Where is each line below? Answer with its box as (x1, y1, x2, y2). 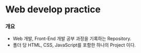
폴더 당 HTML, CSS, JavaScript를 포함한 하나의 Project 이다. (12, 42, 136, 48)
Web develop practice (5, 4, 101, 15)
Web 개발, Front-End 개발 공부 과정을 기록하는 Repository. (12, 36, 132, 42)
